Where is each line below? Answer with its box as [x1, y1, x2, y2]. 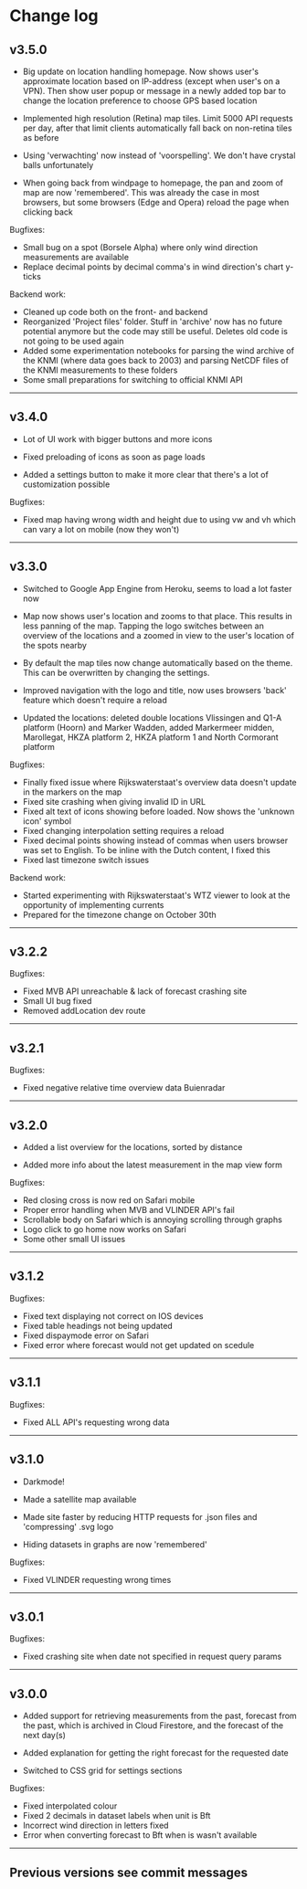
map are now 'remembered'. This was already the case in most [22, 187, 260, 197]
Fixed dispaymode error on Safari [22, 1330, 149, 1341]
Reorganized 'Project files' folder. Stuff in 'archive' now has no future [22, 316, 283, 327]
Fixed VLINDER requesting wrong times [22, 1574, 172, 1585]
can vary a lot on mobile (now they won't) [22, 523, 180, 534]
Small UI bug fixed [22, 996, 92, 1007]
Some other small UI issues [22, 1234, 126, 1245]
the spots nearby [22, 639, 87, 650]
